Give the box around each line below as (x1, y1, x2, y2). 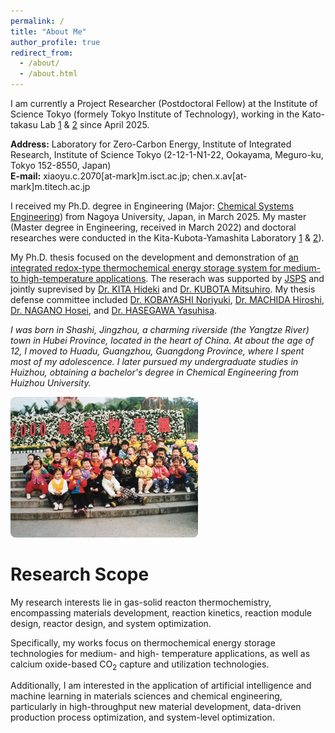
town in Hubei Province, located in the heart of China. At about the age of (10, 335, 315, 346)
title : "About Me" (10, 26, 87, 37)
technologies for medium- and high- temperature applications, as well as (10, 647, 311, 659)
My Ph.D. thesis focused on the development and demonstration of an (10, 251, 299, 263)
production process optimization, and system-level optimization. (10, 711, 275, 724)
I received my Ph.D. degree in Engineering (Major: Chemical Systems (10, 200, 295, 212)
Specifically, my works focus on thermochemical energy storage (10, 636, 276, 649)
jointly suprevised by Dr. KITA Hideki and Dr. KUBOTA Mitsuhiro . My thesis (10, 283, 316, 295)
